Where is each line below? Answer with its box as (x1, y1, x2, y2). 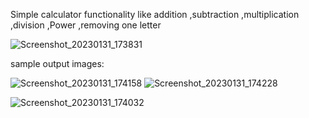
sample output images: (10, 58, 105, 69)
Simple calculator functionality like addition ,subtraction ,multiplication (10, 9, 300, 20)
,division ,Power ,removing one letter (10, 19, 162, 31)
